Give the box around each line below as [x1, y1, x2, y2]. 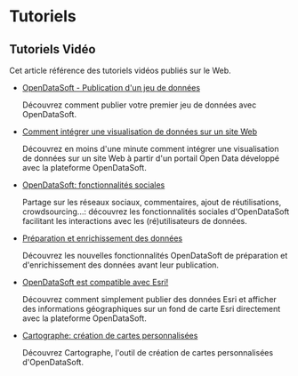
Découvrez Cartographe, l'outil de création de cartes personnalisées [21, 348, 274, 357]
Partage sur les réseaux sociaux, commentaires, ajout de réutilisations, [21, 197, 282, 207]
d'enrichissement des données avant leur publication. [21, 260, 220, 270]
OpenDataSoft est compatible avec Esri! [21, 277, 169, 287]
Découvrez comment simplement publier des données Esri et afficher [21, 294, 278, 304]
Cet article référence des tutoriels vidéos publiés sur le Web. [9, 65, 231, 76]
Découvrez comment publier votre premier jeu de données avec [21, 100, 257, 110]
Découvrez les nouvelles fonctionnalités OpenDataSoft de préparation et [21, 251, 288, 260]
